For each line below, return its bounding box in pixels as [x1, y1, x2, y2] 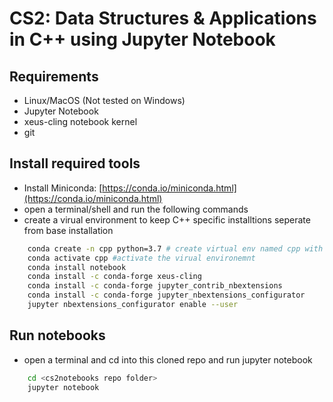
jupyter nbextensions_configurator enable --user [27, 300, 239, 310]
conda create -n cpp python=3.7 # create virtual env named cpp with [27, 243, 324, 254]
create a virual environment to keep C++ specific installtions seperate [23, 213, 311, 226]
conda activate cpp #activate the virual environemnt [27, 253, 256, 263]
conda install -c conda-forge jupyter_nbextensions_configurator [27, 290, 306, 301]
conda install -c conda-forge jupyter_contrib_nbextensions [27, 281, 283, 291]
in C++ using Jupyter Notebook [9, 28, 276, 51]
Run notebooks [9, 327, 106, 344]
